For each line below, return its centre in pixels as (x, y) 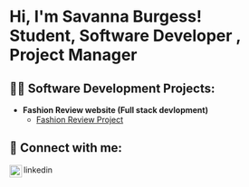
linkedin (38, 170)
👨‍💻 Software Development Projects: (112, 88)
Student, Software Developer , (125, 36)
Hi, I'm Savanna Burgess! (105, 17)
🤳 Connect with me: (66, 148)
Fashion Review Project (80, 120)
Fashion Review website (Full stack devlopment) (115, 110)
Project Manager (73, 55)
